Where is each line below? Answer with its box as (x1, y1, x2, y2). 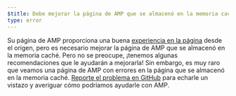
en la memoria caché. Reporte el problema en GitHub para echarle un (7, 73, 209, 81)
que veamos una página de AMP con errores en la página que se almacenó (7, 66, 225, 74)
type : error (7, 17, 42, 24)
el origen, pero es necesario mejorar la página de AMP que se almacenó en (7, 43, 225, 52)
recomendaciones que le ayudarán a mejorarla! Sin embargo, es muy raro (7, 58, 221, 67)
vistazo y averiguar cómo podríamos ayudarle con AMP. (7, 81, 170, 89)
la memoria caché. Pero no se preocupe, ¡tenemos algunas (7, 50, 178, 60)
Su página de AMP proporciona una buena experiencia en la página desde (7, 36, 223, 44)
